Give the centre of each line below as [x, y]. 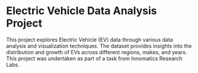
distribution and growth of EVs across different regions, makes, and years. [97, 52]
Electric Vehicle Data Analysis [82, 11]
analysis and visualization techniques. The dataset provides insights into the [99, 46]
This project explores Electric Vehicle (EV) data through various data [90, 39]
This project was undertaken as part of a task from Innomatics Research [94, 58]
